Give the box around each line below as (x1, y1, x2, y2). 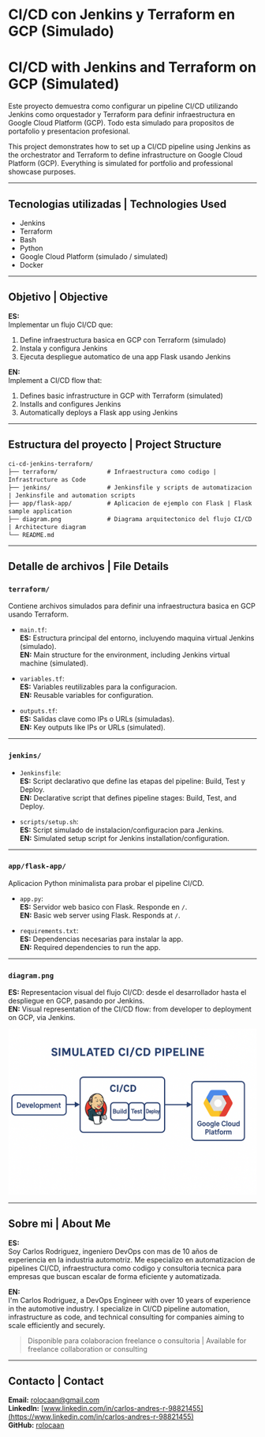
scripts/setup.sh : (19, 816, 79, 826)
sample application (8, 507, 73, 515)
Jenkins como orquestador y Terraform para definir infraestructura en (8, 110, 235, 119)
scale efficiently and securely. (8, 1320, 106, 1330)
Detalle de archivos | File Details (8, 559, 170, 573)
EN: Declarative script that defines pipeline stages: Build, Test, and (19, 793, 237, 802)
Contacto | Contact (8, 1375, 104, 1388)
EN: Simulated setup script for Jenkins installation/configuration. (19, 833, 230, 842)
